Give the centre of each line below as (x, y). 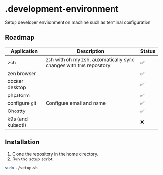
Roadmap (20, 38)
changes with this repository (78, 65)
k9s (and (18, 119)
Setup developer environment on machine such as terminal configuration (78, 22)
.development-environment (62, 9)
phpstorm (19, 95)
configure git (22, 103)
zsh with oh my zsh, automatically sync (90, 59)
